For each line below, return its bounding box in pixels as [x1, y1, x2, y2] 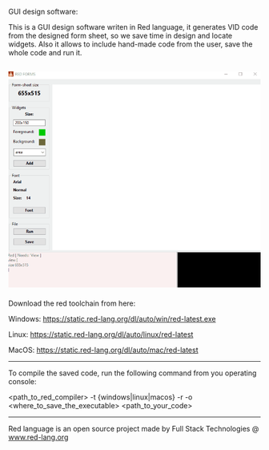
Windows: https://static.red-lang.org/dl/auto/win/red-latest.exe [8, 314, 216, 323]
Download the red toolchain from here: [8, 298, 136, 308]
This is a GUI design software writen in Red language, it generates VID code [8, 22, 259, 31]
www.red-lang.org [8, 432, 69, 442]
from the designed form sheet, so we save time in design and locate [8, 31, 233, 40]
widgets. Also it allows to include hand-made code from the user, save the [8, 39, 254, 49]
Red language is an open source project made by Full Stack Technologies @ [8, 424, 259, 433]
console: [8, 376, 38, 386]
